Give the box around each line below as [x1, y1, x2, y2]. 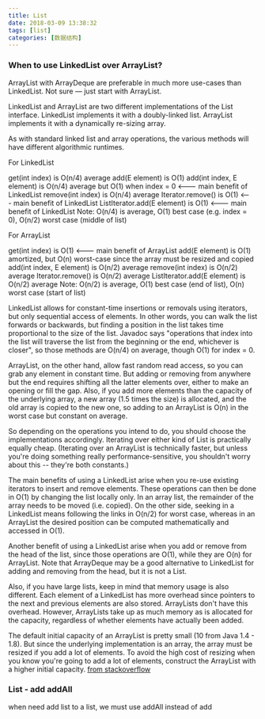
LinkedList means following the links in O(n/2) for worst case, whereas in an [8, 508, 256, 519]
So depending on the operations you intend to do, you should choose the [8, 426, 247, 436]
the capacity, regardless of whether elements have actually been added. [8, 615, 244, 625]
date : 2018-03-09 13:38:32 [8, 19, 97, 27]
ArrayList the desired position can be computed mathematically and [8, 517, 229, 527]
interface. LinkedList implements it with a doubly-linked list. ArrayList [8, 110, 233, 120]
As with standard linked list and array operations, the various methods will [8, 134, 249, 143]
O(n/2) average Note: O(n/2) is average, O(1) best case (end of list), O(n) [8, 279, 245, 289]
